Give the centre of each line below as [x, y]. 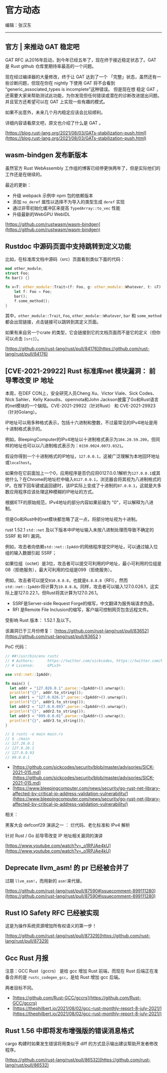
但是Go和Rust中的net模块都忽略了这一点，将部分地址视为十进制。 [73, 519]
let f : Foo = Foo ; [33, 292]
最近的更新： [18, 185]
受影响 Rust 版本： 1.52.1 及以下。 [39, 620]
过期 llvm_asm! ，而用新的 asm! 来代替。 [45, 880]
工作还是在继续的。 [25, 174]
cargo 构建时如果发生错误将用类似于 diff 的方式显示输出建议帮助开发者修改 [82, 1044]
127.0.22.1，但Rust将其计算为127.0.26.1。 [59, 593]
